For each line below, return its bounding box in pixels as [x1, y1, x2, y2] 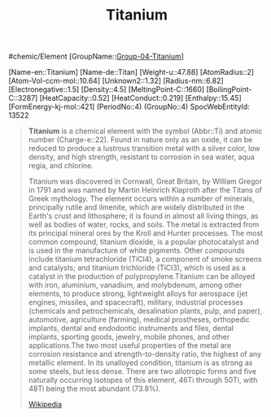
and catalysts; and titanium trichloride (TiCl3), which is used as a [28, 263, 247, 273]
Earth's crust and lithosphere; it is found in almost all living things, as [28, 211, 259, 221]
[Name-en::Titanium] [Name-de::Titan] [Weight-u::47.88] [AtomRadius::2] [8, 67, 255, 77]
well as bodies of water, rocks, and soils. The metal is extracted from [28, 219, 260, 229]
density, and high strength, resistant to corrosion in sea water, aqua [28, 152, 255, 162]
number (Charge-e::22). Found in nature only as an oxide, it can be [28, 135, 253, 145]
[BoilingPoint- [206, 85, 252, 94]
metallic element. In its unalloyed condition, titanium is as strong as [28, 358, 253, 367]
